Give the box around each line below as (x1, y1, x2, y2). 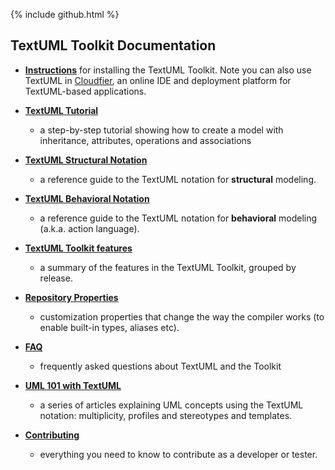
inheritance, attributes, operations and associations (39, 134, 252, 146)
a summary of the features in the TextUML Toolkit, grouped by (39, 261, 297, 273)
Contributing (24, 429, 80, 441)
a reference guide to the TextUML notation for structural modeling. (39, 173, 317, 185)
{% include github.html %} (10, 9, 120, 20)
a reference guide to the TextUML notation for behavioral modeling (39, 212, 318, 224)
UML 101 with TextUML (24, 379, 122, 391)
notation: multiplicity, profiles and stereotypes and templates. (39, 409, 293, 421)
